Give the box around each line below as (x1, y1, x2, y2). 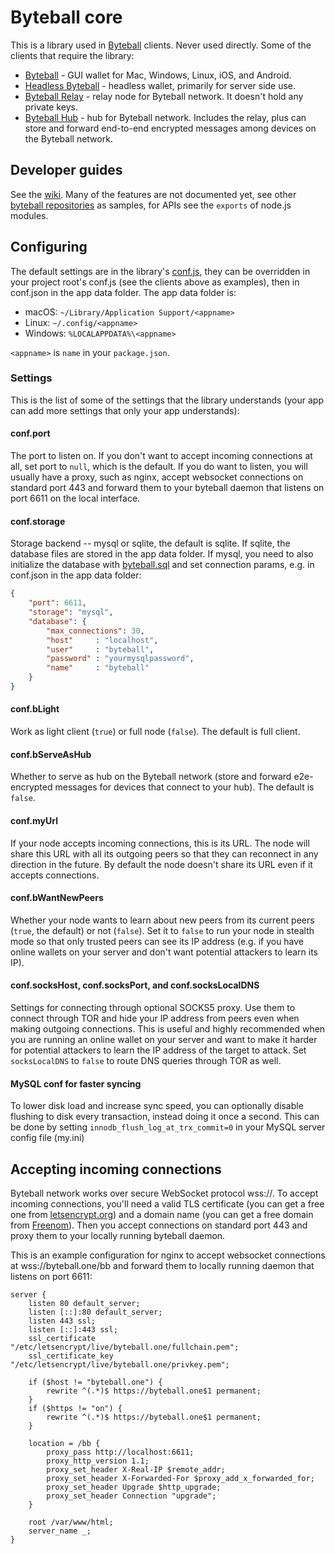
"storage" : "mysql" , (28, 607, 114, 618)
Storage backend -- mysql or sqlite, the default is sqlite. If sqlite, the (10, 537, 291, 550)
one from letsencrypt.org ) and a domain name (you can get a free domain (10, 1208, 314, 1220)
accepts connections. (10, 869, 100, 881)
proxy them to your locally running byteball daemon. (10, 1229, 226, 1241)
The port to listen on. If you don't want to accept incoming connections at (10, 450, 313, 462)
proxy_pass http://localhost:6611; (46, 1447, 195, 1457)
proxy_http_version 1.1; (46, 1456, 150, 1466)
